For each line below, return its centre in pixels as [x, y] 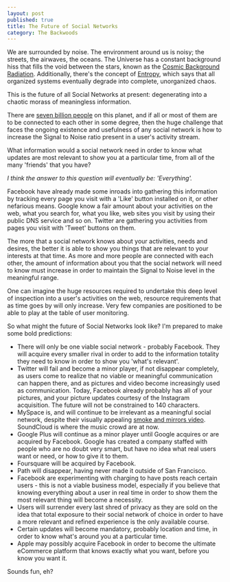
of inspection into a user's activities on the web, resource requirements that [114, 299]
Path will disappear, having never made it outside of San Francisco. [112, 471]
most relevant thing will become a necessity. [80, 500]
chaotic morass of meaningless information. [69, 102]
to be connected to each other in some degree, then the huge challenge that [115, 123]
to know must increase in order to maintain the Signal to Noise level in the [111, 270]
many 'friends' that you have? [49, 165]
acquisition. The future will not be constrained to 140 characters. [108, 405]
